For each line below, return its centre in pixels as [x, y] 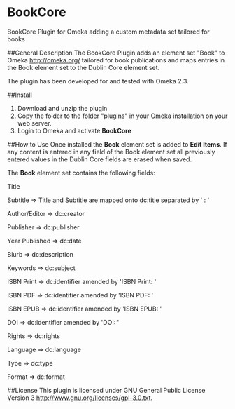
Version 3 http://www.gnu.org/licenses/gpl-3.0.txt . [80, 398]
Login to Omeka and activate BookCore [74, 130]
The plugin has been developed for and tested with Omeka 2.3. [98, 81]
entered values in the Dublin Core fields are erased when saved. [100, 159]
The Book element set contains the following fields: [81, 173]
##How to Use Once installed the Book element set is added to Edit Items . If [117, 144]
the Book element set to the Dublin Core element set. [84, 67]
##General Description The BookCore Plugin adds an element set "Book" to [116, 53]
